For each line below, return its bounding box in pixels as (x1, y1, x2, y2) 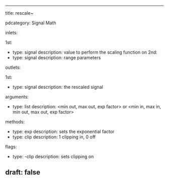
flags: (5, 144, 17, 150)
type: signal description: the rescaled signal (12, 84, 103, 90)
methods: (5, 119, 25, 124)
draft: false (5, 168, 40, 177)
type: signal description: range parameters (12, 55, 101, 61)
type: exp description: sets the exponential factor (12, 128, 115, 134)
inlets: (5, 30, 18, 35)
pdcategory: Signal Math (5, 20, 56, 26)
